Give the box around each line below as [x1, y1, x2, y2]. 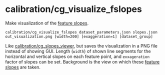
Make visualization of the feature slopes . [5, 20, 89, 26]
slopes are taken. [5, 64, 41, 70]
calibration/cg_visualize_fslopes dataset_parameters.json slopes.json [5, 29, 157, 34]
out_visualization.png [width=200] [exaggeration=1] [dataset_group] [5, 34, 153, 39]
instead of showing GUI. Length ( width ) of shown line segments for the [5, 48, 151, 54]
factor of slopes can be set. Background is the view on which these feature [5, 58, 160, 64]
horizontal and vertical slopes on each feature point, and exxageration [5, 53, 150, 59]
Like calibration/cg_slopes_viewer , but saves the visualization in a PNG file [5, 42, 157, 48]
